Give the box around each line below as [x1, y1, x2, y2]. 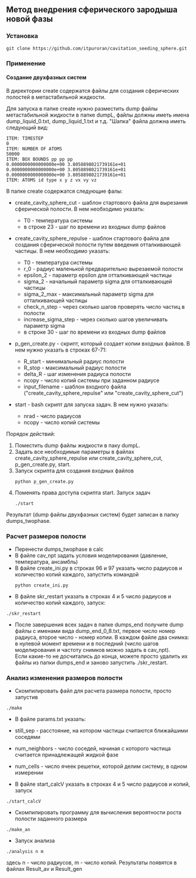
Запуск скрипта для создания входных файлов [14, 467, 134, 474]
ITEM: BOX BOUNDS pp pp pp [6, 156, 73, 162]
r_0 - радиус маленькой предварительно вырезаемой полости [23, 265, 183, 272]
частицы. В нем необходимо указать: [14, 247, 110, 255]
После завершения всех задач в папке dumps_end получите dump [14, 621, 184, 628]
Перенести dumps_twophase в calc [14, 545, 104, 553]
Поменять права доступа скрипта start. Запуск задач [14, 489, 150, 496]
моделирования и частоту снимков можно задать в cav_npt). [14, 647, 170, 654]
